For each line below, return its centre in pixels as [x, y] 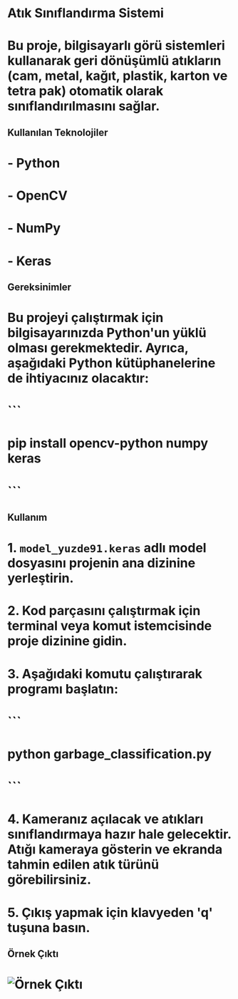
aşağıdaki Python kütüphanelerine [112, 363]
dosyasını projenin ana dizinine [102, 563]
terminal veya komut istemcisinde [110, 626]
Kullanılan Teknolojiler [58, 132]
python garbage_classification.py [110, 754]
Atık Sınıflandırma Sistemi [86, 13]
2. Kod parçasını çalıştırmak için [104, 611]
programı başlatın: [63, 689]
